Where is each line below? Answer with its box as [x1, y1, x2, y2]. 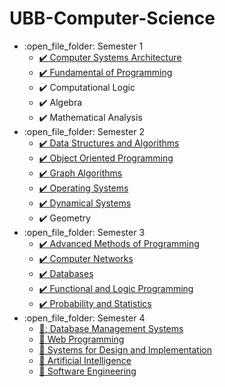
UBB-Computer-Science [9, 7, 216, 30]
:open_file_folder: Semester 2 [23, 125, 145, 137]
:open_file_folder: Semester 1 [23, 40, 144, 52]
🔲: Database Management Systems [38, 322, 184, 334]
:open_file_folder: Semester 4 [23, 312, 146, 324]
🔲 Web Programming [38, 333, 125, 345]
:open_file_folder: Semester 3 [23, 226, 146, 238]
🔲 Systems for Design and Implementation [38, 343, 213, 356]
